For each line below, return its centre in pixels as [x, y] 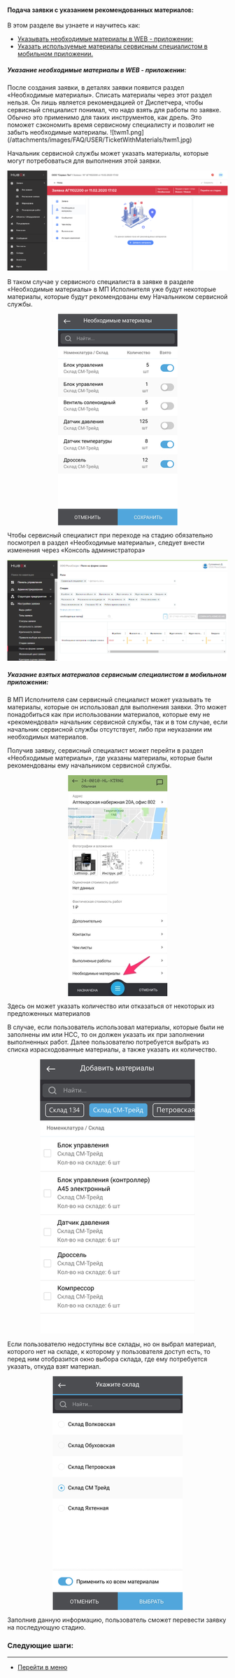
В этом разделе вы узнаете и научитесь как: [74, 25]
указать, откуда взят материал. [54, 1367]
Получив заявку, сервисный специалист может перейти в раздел [106, 751]
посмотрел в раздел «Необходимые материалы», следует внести [106, 543]
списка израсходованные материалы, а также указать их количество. [112, 1049]
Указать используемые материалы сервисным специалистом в [113, 46]
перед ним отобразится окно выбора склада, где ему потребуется [107, 1359]
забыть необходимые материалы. [58, 133]
